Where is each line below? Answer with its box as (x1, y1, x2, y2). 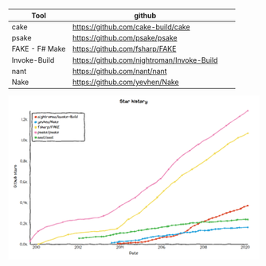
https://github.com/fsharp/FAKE (72, 44, 177, 54)
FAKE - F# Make (11, 44, 66, 54)
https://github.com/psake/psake (72, 33, 178, 42)
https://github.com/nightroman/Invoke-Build (72, 55, 218, 64)
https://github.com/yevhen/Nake (72, 77, 179, 87)
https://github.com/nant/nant (72, 66, 167, 75)
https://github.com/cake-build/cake (72, 21, 190, 32)
